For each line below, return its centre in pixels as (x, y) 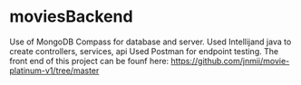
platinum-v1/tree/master (54, 71)
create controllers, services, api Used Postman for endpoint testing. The (144, 51)
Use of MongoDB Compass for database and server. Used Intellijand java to (150, 42)
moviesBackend (71, 17)
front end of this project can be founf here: (89, 61)
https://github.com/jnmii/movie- (230, 61)
